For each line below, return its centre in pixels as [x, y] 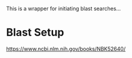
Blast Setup [35, 33]
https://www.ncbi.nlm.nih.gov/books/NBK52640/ [66, 49]
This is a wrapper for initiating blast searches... [63, 9]
